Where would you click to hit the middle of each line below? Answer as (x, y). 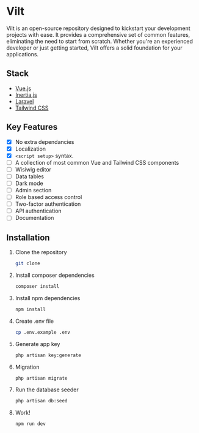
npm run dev (30, 424)
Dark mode (29, 183)
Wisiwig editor (33, 169)
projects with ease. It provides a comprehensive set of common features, (98, 34)
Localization (31, 149)
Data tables (30, 176)
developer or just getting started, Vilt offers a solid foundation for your (94, 48)
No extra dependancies (45, 141)
